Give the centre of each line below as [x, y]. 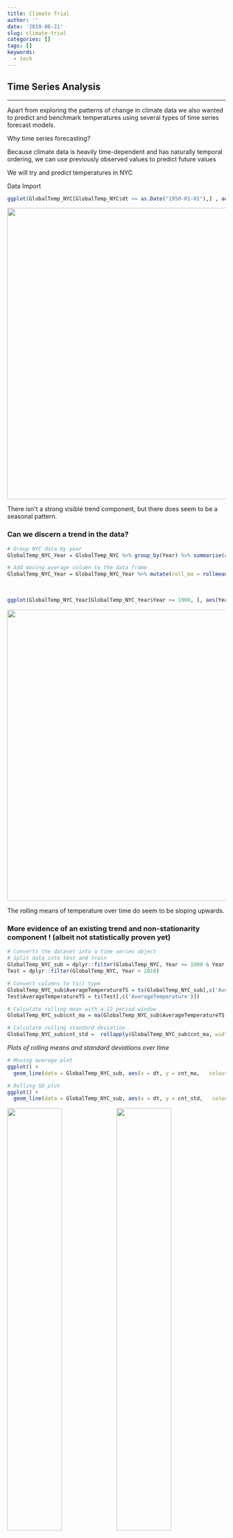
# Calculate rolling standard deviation [67, 1028]
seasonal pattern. [32, 517]
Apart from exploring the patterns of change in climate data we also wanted [115, 110]
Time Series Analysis [54, 87]
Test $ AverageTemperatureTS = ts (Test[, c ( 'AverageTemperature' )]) [103, 996]
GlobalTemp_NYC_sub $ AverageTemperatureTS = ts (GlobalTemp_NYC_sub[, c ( [111, 990]
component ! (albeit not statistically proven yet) [89, 938]
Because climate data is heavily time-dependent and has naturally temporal [115, 152]
